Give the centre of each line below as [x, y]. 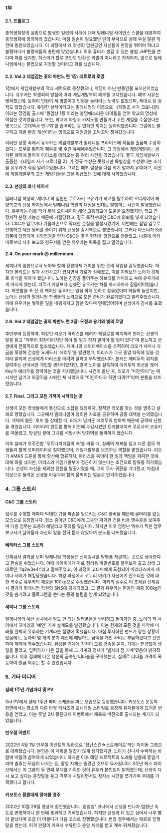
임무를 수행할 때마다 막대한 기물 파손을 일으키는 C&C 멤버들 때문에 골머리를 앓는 [83, 514]
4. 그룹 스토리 [21, 489]
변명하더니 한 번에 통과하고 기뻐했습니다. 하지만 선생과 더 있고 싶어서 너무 [85, 813]
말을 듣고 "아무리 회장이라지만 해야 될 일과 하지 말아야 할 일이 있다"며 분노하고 [81, 340]
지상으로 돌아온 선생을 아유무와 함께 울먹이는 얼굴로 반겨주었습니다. [70, 475]
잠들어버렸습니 [144, 284]
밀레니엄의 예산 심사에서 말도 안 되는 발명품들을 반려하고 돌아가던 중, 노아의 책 [81, 619]
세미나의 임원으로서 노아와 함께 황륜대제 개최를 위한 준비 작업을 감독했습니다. [80, 265]
